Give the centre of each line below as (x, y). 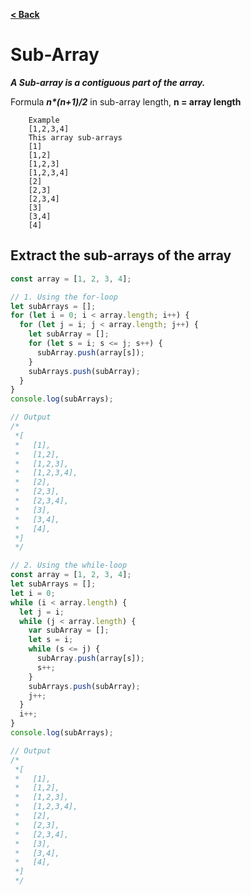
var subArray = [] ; (69, 630)
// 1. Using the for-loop (64, 297)
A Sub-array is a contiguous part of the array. (108, 82)
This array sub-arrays (75, 137)
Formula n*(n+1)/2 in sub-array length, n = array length (126, 101)
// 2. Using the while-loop (69, 565)
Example (44, 120)
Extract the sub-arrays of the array (121, 255)
